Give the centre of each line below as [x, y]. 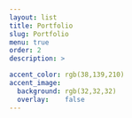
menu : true [29, 42]
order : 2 [25, 51]
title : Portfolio [41, 26]
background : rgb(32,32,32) [67, 91]
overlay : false [51, 99]
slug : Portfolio [39, 34]
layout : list [33, 17]
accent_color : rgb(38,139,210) [67, 75]
